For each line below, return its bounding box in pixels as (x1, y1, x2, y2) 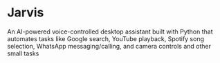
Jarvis (7, 5, 44, 21)
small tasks (7, 49, 39, 58)
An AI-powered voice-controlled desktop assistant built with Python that (7, 27, 213, 36)
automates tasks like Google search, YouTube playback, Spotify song (7, 34, 205, 42)
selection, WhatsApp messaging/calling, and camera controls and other (7, 42, 212, 50)
